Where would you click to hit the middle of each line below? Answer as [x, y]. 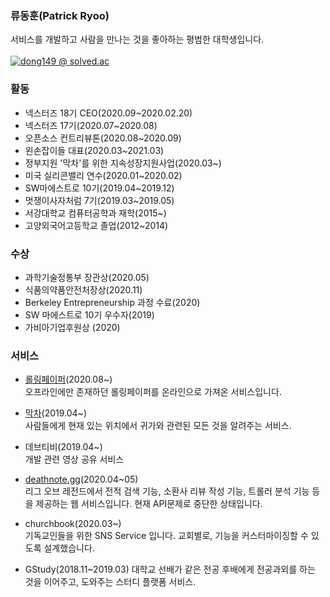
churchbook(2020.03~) [73, 524]
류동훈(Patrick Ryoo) [60, 15]
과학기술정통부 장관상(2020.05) [87, 277]
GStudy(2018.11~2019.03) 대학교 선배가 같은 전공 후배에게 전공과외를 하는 [170, 569]
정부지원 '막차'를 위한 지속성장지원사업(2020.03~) [123, 163]
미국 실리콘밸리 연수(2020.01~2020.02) [103, 175]
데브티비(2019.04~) [63, 447]
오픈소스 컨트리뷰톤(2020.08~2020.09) [103, 138]
